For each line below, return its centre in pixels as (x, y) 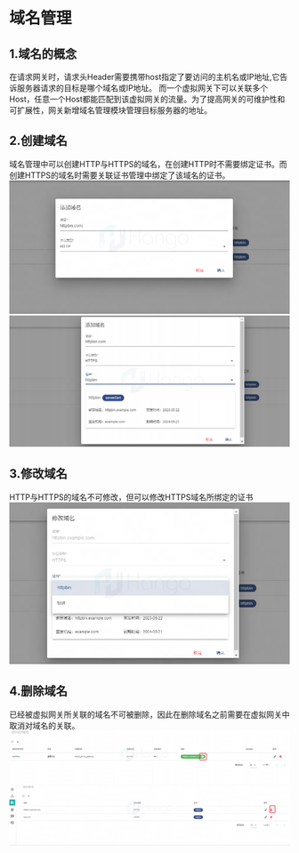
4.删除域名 (39, 692)
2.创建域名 (39, 141)
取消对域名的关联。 (44, 725)
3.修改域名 (39, 474)
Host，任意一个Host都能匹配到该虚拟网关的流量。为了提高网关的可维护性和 (147, 99)
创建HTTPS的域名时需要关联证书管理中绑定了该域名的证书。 (120, 175)
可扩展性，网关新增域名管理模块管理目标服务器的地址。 (110, 110)
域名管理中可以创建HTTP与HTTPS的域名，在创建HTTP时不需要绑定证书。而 (148, 164)
